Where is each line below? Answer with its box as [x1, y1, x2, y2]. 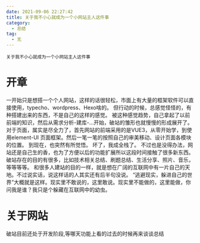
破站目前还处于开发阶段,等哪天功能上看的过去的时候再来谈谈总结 [6, 230, 165, 237]
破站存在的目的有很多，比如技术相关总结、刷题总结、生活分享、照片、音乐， [6, 156, 194, 163]
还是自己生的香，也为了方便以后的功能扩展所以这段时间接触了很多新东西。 [11, 149, 194, 156]
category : [6, 20, 31, 26]
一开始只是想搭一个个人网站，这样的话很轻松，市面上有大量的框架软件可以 [6, 96, 189, 103]
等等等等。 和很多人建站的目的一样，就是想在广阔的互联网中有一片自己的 [6, 164, 185, 171]
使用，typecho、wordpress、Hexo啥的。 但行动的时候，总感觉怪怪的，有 [11, 104, 192, 111]
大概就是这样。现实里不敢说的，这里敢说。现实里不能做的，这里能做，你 [14, 179, 192, 186]
